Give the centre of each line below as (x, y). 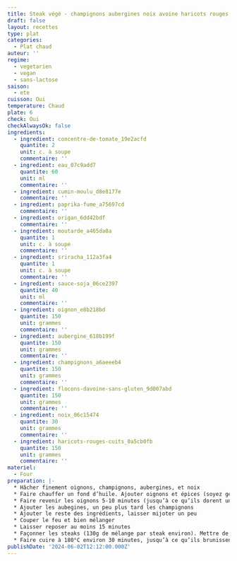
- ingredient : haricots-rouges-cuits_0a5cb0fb (83, 441)
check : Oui (23, 119)
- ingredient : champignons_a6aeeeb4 (67, 363)
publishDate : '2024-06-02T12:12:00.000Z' (69, 546)
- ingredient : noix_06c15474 (56, 415)
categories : (25, 40)
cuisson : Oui (26, 100)
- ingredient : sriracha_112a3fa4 (63, 258)
